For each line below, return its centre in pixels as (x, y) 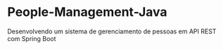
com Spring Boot (32, 38)
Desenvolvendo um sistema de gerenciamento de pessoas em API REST (112, 31)
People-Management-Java (87, 12)
